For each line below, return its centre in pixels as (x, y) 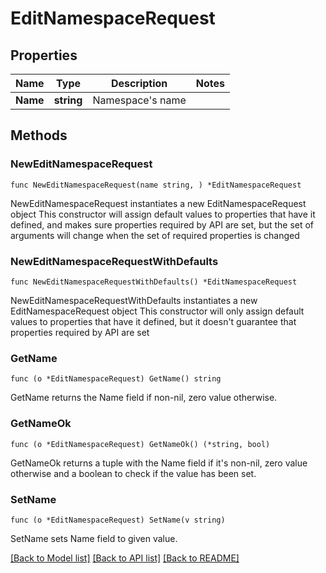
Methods (39, 135)
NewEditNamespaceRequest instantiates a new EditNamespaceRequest (158, 203)
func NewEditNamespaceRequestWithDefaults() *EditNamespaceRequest (154, 282)
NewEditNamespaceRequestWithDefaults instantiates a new (134, 300)
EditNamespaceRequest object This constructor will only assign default (157, 311)
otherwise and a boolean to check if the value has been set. (133, 473)
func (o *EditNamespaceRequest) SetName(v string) (118, 520)
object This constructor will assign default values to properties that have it (163, 214)
